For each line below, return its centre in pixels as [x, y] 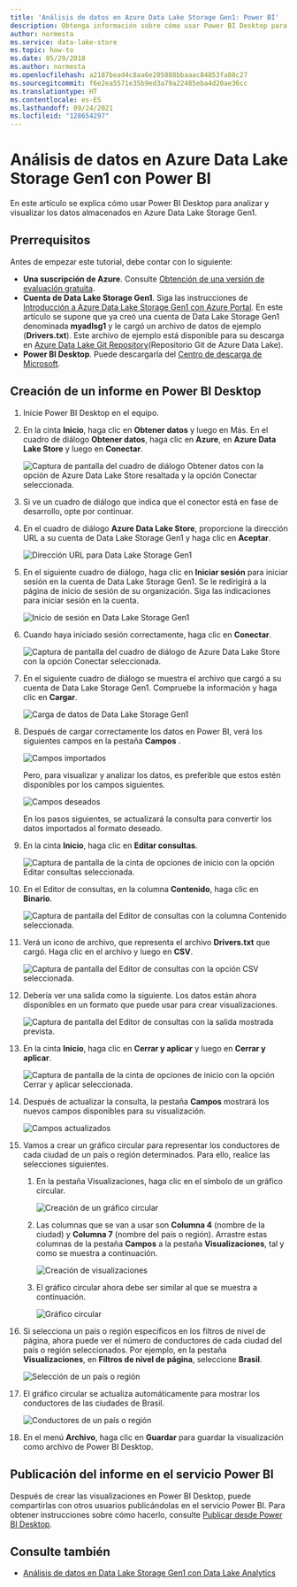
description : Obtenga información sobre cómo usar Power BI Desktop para [149, 26]
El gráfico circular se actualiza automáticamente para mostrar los [141, 1393]
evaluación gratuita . [59, 288]
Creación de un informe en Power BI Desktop [136, 392]
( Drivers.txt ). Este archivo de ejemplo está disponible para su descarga [153, 335]
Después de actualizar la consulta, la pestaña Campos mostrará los [146, 1101]
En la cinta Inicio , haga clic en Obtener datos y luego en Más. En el [145, 429]
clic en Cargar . [50, 697]
